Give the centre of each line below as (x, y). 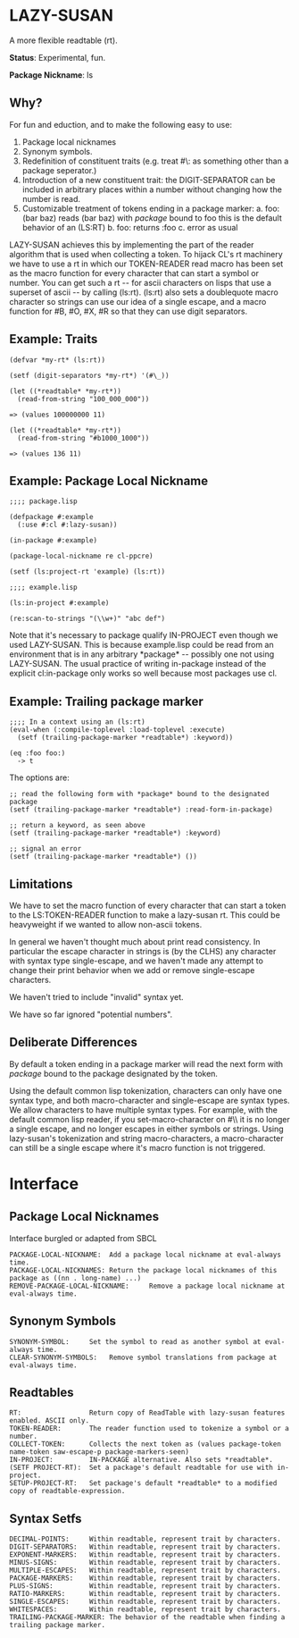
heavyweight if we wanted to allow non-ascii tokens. (106, 924)
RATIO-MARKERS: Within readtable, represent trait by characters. (145, 1594)
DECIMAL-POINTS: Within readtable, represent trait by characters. (145, 1539)
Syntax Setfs (46, 1519)
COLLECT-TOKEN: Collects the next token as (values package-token (145, 1444)
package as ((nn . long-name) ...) (75, 1278)
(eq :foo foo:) (37, 753)
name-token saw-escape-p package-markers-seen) (100, 1452)
